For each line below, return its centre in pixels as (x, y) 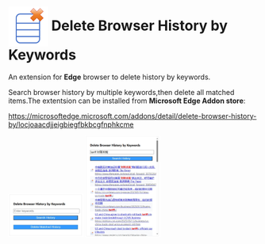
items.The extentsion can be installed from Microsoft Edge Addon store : (127, 101)
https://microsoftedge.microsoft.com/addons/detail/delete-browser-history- (132, 116)
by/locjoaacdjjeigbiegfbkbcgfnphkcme (71, 124)
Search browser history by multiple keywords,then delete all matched (121, 92)
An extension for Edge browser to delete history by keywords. (109, 77)
